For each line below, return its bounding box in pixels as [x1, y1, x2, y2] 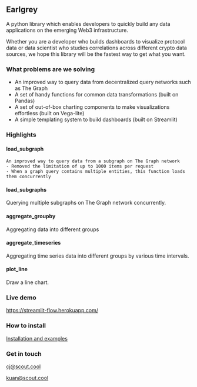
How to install [6, 322, 46, 330]
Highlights [6, 131, 36, 139]
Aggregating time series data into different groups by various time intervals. [6, 252, 189, 259]
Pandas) [14, 97, 35, 105]
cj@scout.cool [6, 363, 41, 370]
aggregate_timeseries [6, 239, 61, 246]
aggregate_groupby [6, 213, 56, 220]
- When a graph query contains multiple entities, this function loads [6, 169, 185, 175]
